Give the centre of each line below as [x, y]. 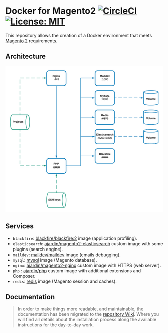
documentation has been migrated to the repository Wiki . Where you [88, 314]
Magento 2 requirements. [31, 41]
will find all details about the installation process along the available [87, 320]
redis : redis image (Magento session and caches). [64, 281]
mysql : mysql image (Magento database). [55, 260]
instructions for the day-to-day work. [56, 325]
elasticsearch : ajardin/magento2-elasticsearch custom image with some [88, 243]
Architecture [26, 57]
